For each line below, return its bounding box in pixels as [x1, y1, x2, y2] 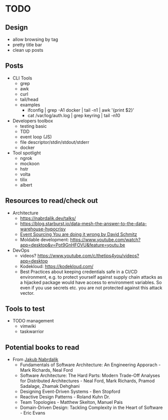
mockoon [20, 160, 40, 166]
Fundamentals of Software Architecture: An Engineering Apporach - [20, 362, 161, 368]
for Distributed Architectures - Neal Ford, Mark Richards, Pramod [20, 378, 155, 384]
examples [20, 102, 40, 108]
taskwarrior [20, 328, 44, 334]
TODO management [12, 318, 54, 324]
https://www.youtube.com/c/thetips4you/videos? [37, 253, 139, 259]
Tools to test [5, 305, 45, 313]
